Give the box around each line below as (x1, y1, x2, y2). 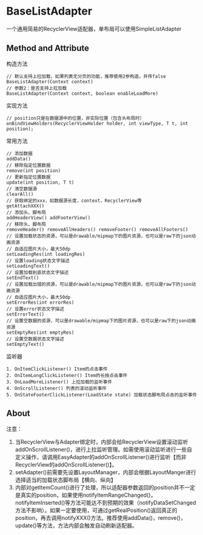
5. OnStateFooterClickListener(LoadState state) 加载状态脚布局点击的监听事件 (6, 392, 197, 398)
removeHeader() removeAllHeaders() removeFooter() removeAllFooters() (6, 226, 188, 232)
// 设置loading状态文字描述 (6, 257, 70, 264)
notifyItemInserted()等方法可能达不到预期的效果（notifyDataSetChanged (15, 499, 196, 506)
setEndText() (6, 275, 39, 281)
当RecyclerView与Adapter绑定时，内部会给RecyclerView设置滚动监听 (15, 438, 188, 445)
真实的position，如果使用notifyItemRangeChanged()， (20, 491, 156, 499)
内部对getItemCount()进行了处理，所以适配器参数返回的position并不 (15, 483, 185, 491)
